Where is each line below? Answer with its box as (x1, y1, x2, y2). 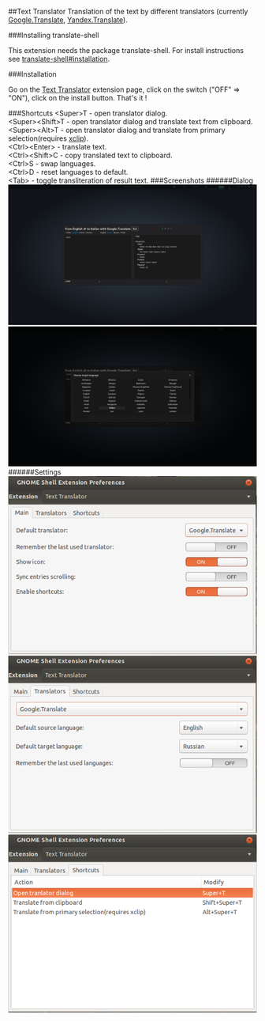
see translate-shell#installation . (8, 55, 110, 63)
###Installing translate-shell (8, 31, 99, 40)
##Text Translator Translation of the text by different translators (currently (8, 7, 248, 16)
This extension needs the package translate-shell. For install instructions (8, 46, 244, 55)
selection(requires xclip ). (8, 134, 89, 143)
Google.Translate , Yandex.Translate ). (8, 15, 128, 25)
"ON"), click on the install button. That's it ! (8, 93, 147, 102)
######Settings (8, 467, 62, 477)
